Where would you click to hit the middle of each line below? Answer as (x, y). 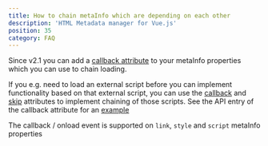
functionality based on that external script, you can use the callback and (127, 93)
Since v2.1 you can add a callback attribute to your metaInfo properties (125, 61)
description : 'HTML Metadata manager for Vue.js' (93, 23)
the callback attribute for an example (69, 110)
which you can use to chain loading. (68, 69)
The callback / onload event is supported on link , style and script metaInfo (134, 125)
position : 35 (30, 30)
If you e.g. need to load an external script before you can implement (120, 85)
